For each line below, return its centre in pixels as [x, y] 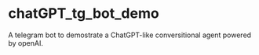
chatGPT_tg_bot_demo [84, 14]
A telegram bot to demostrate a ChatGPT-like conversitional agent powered [130, 35]
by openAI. [26, 43]
